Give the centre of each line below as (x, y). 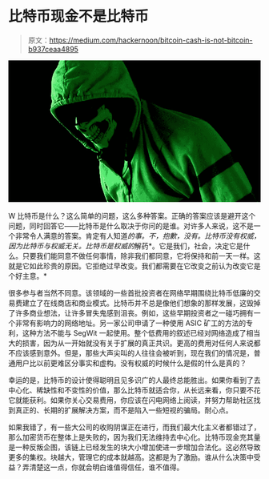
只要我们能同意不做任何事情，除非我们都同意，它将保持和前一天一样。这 (141, 256)
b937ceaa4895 (53, 49)
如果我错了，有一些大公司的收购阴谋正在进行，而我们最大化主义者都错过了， (134, 427)
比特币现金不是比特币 (79, 16)
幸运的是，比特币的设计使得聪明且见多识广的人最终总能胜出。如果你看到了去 (134, 380)
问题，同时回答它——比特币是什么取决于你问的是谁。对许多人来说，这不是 (131, 226)
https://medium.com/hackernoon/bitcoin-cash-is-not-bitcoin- (151, 40)
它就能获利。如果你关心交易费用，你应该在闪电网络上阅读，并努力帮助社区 (131, 401)
